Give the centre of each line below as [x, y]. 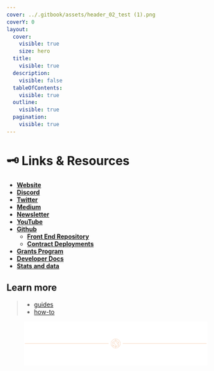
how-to [44, 311]
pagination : [30, 117]
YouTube [29, 221]
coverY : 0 [21, 22]
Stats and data [38, 266]
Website [29, 184]
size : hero [35, 51]
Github [27, 229]
